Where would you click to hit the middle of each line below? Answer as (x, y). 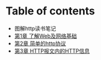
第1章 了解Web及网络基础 (46, 36)
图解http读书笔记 (35, 28)
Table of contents (50, 11)
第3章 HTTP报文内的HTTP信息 (52, 51)
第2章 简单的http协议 (40, 43)
